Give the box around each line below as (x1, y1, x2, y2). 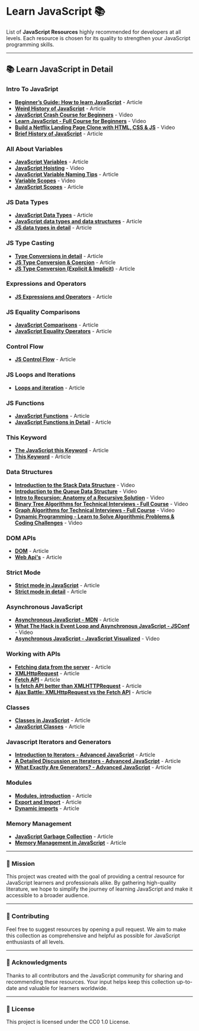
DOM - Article (14, 547, 49, 554)
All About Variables (6, 144, 63, 153)
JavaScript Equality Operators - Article (14, 328, 113, 335)
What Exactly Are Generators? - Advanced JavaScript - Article (14, 764, 172, 771)
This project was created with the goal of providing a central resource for (6, 873, 185, 880)
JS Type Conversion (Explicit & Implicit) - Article (14, 265, 135, 272)
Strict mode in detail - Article (14, 588, 87, 595)
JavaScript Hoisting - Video (14, 164, 85, 172)
